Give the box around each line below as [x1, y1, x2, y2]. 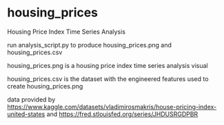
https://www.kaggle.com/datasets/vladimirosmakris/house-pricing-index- [7, 102, 217, 111]
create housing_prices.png [7, 82, 83, 90]
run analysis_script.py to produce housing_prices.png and [7, 41, 172, 49]
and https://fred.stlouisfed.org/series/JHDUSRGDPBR [46, 110, 198, 118]
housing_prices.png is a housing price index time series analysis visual [7, 61, 208, 69]
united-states [7, 110, 45, 118]
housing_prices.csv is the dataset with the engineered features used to [7, 74, 209, 83]
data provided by [7, 95, 56, 104]
